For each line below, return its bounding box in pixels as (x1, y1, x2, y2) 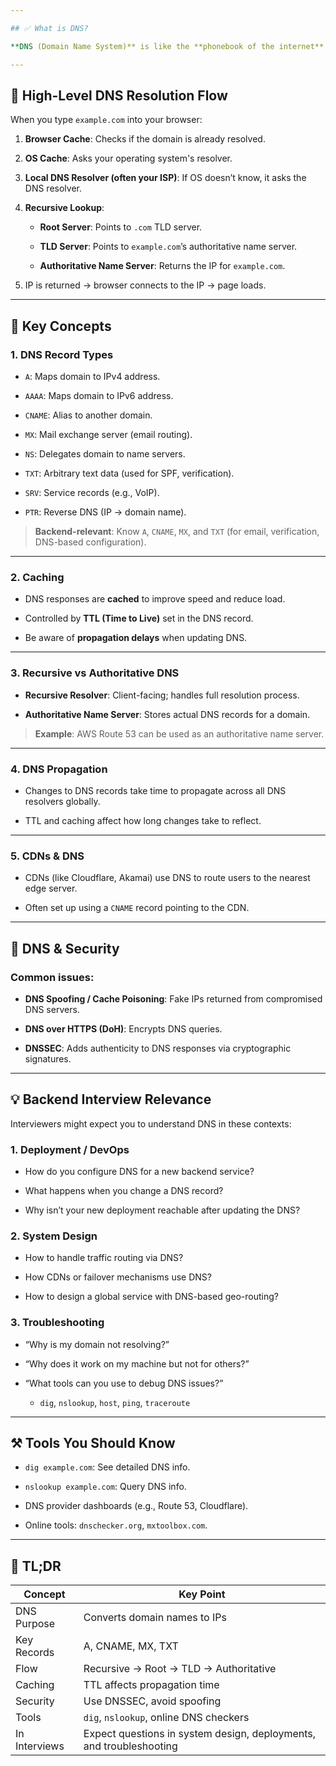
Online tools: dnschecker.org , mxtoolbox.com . (24, 1519, 208, 1531)
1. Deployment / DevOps (10, 1142, 130, 1156)
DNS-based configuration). (34, 536, 147, 548)
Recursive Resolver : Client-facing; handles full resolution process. (24, 689, 300, 701)
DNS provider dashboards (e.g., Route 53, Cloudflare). (24, 1500, 249, 1512)
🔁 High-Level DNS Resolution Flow (10, 87, 228, 104)
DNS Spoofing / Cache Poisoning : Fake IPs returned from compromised (24, 992, 323, 1005)
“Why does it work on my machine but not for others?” (24, 1357, 250, 1370)
